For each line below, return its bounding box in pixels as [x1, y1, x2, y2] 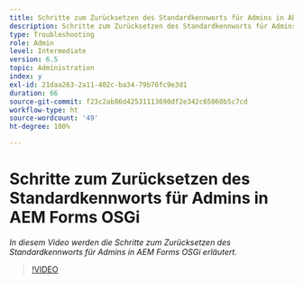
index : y [9, 72, 42, 81]
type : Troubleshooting [9, 30, 95, 39]
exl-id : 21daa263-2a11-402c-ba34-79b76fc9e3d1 [9, 80, 188, 89]
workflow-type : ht [9, 105, 78, 114]
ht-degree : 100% [9, 123, 70, 132]
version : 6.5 [9, 55, 59, 64]
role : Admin [9, 38, 54, 48]
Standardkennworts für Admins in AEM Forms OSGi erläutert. [9, 246, 237, 257]
